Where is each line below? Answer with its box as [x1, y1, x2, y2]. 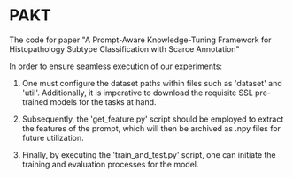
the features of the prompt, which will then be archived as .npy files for [21, 122, 281, 133]
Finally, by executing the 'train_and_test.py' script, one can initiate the [21, 149, 276, 159]
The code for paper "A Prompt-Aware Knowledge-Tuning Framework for [9, 34, 272, 45]
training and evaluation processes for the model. [21, 159, 199, 169]
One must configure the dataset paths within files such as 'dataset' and [21, 78, 283, 88]
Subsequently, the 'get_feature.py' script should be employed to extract [21, 114, 284, 124]
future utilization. [21, 132, 84, 143]
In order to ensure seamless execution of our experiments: [9, 61, 223, 71]
